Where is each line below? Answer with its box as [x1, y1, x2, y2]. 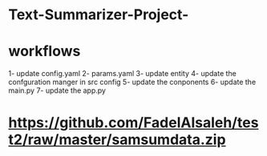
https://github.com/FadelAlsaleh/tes [8, 114, 259, 132]
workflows [8, 42, 81, 61]
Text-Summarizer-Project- [8, 6, 189, 24]
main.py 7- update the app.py [8, 86, 107, 95]
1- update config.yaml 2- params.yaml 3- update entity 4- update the [8, 69, 237, 78]
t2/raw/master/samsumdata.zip [8, 130, 226, 149]
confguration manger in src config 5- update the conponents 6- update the [8, 78, 257, 87]
